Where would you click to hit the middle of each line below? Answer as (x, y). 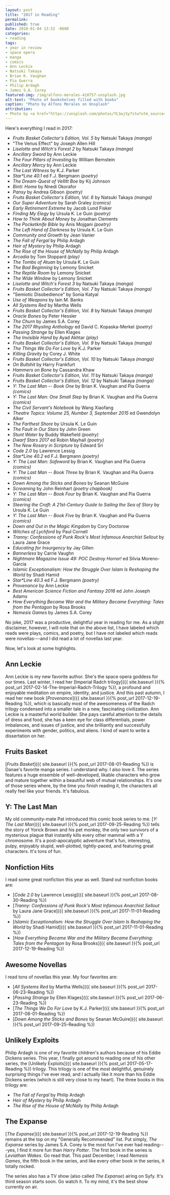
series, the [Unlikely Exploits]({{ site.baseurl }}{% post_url (66, 1063)
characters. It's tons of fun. (34, 851)
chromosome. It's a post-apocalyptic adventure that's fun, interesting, (78, 841)
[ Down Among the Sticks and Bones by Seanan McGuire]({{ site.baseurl (88, 1019)
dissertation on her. (25, 736)
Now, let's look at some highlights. (41, 648)
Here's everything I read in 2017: (39, 128)
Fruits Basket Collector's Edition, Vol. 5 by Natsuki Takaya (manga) (82, 138)
